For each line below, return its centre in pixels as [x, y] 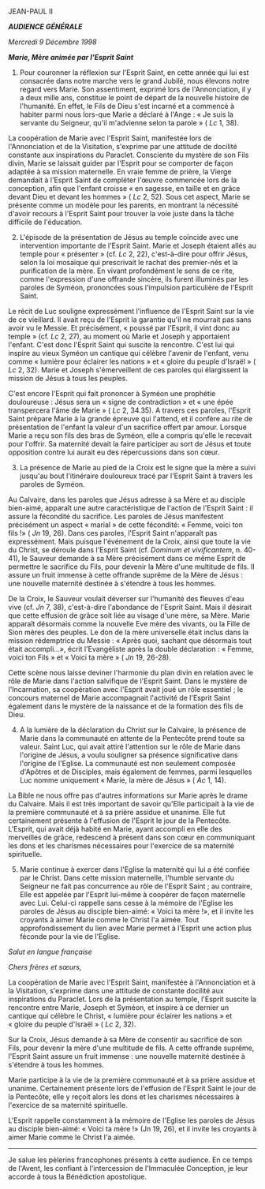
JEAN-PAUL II [31, 11]
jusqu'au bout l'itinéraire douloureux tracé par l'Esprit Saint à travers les [136, 476]
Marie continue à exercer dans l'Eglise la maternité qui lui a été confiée [134, 869]
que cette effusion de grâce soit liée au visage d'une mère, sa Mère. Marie [129, 615]
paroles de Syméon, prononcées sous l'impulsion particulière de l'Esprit [136, 288]
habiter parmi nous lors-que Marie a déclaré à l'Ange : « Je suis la [127, 114]
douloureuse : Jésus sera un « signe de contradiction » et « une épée [121, 402]
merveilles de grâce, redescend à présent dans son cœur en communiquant [132, 837]
